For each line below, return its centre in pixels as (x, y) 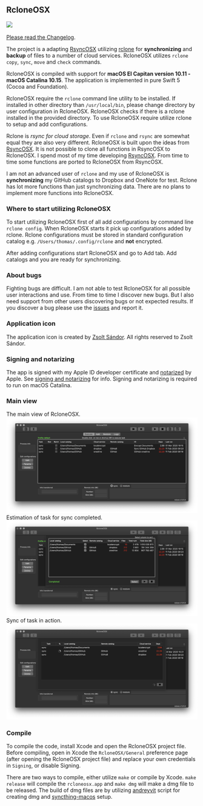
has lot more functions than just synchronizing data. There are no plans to (98, 186)
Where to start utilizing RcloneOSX (58, 208)
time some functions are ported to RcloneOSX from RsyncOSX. (85, 162)
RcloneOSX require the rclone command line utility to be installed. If (91, 98)
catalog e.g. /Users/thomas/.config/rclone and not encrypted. (85, 241)
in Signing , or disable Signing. (44, 766)
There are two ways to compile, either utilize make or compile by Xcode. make (101, 777)
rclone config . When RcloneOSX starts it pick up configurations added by (99, 229)
